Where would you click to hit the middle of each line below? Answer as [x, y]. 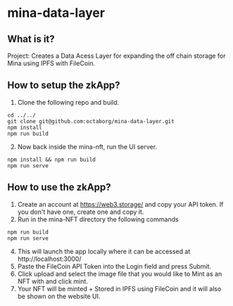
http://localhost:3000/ [49, 259]
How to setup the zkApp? [64, 85]
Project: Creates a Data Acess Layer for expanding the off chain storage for [116, 56]
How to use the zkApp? [59, 187]
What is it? [31, 39]
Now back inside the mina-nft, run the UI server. [87, 146]
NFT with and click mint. [52, 281]
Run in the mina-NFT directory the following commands [98, 219]
